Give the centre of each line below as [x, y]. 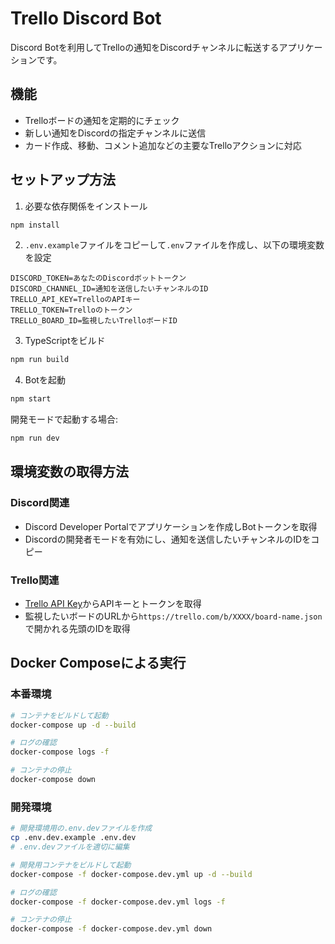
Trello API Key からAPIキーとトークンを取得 [113, 604]
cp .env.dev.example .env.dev [73, 838]
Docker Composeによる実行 [98, 663]
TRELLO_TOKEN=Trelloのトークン [71, 310]
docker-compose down [53, 780]
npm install [35, 225]
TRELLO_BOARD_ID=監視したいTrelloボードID [94, 321]
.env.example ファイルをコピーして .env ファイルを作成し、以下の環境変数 [174, 245]
